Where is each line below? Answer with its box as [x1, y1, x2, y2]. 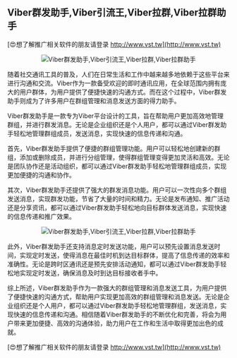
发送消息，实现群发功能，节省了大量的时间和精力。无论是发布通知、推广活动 [7, 194, 230, 203]
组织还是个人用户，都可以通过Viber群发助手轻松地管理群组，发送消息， [13, 301, 221, 309]
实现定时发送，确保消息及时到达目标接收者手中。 [19, 268, 162, 277]
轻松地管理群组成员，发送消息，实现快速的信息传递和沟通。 [13, 129, 187, 138]
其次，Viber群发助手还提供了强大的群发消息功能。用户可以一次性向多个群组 [7, 186, 227, 194]
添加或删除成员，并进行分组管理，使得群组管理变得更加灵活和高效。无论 [19, 153, 230, 161]
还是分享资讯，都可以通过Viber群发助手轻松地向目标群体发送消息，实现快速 [7, 203, 227, 212]
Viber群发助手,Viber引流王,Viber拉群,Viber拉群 [7, 6, 217, 19]
